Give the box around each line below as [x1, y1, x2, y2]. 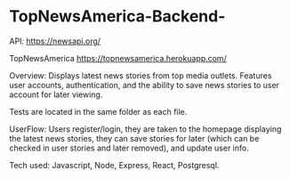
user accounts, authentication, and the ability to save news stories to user [9, 79, 280, 90]
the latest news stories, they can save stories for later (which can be [9, 133, 260, 143]
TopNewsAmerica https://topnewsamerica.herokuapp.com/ [9, 53, 227, 63]
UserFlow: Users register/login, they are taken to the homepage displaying [9, 123, 282, 134]
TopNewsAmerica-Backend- [9, 6, 226, 27]
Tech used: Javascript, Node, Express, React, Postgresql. [9, 159, 220, 170]
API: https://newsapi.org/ [9, 36, 101, 46]
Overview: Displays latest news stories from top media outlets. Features [9, 69, 272, 81]
